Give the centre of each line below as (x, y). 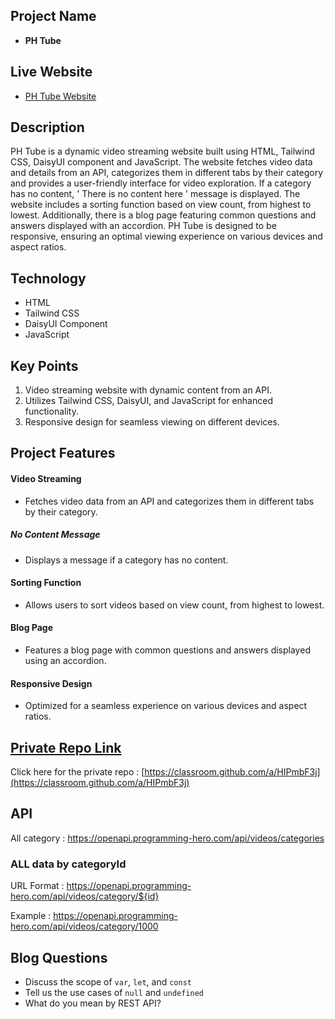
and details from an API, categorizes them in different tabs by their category (167, 173)
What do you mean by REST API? (93, 1003)
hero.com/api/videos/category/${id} (85, 896)
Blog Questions (59, 957)
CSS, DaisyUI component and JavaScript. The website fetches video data (161, 162)
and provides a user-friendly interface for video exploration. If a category (161, 183)
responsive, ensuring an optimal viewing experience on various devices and (166, 236)
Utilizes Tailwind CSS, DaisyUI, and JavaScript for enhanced (148, 401)
